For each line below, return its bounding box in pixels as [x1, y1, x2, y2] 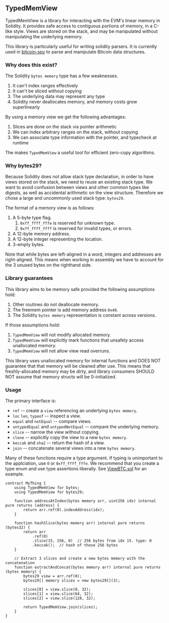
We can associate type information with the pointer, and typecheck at [12, 134, 157, 140]
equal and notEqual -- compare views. [12, 418, 92, 424]
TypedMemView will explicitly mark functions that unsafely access [12, 337, 144, 343]
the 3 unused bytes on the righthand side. [5, 262, 92, 268]
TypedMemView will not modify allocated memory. [12, 331, 112, 338]
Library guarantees [5, 275, 53, 282]
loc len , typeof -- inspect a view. [12, 413, 81, 419]
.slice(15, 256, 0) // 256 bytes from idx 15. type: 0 [32, 538, 152, 543]
